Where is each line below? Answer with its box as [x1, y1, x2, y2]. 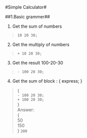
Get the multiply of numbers [12, 42, 70, 47]
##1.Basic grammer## [5, 14, 50, 19]
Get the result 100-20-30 [12, 60, 63, 66]
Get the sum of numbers [12, 23, 62, 29]
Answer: [17, 107, 35, 113]
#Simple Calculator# [5, 4, 47, 10]
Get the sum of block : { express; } [12, 78, 83, 84]
